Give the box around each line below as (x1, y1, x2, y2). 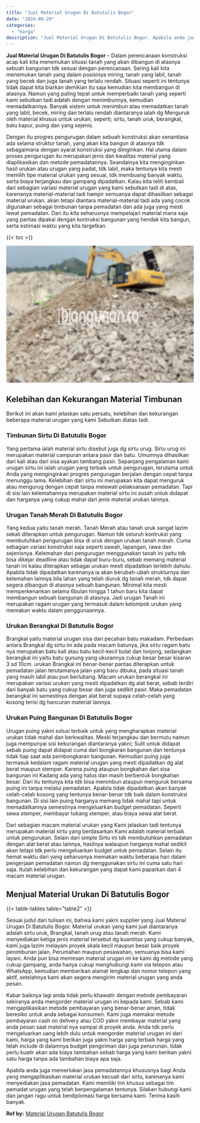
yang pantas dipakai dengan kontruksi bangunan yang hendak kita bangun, (6, 216, 191, 223)
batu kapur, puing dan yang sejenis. (6, 122, 94, 129)
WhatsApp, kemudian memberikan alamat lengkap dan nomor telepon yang (6, 968, 191, 975)
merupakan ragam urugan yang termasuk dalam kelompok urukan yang (6, 600, 182, 607)
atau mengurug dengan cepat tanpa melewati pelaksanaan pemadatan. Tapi (6, 483, 193, 490)
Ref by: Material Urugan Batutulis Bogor (6, 1110, 104, 1117)
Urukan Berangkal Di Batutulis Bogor (6, 621, 114, 630)
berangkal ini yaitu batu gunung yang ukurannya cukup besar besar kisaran (6, 654, 192, 661)
